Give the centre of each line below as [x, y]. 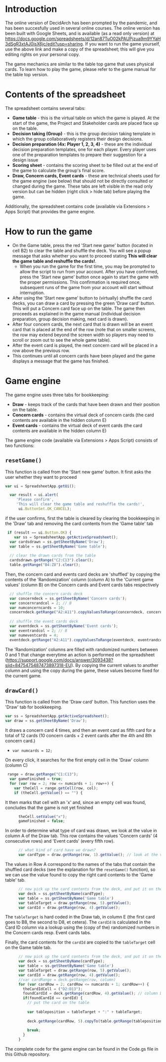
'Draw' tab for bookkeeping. [34, 707]
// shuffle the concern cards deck [46, 594]
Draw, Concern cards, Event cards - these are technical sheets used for [86, 176]
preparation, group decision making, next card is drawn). [70, 319]
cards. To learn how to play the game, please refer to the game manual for [81, 69]
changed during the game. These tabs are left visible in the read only [83, 186]
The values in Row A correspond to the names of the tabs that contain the [80, 864]
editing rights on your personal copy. [42, 54]
